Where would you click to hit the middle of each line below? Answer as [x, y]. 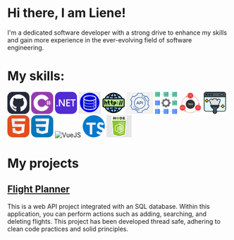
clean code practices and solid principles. [68, 229]
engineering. [26, 47]
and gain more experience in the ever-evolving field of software [100, 40]
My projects [43, 163]
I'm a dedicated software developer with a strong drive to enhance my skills [117, 32]
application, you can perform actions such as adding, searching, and [107, 214]
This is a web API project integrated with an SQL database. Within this [109, 206]
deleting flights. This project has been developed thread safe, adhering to [114, 221]
